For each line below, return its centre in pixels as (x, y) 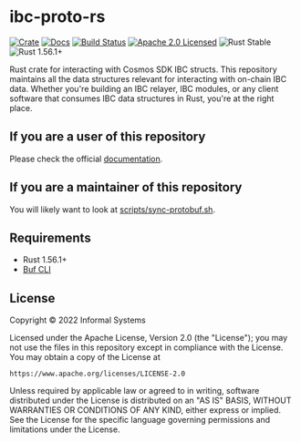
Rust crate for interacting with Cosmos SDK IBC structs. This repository (144, 69)
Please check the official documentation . (86, 159)
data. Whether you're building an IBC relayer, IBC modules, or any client (144, 88)
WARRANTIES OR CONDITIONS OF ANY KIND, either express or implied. (145, 410)
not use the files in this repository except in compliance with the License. (146, 347)
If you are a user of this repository (108, 137)
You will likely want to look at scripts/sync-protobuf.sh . (113, 209)
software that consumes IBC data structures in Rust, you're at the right (142, 98)
